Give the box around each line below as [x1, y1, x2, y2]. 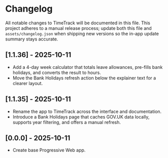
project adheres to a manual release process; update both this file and [5, 25, 152, 31]
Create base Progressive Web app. [12, 147, 86, 153]
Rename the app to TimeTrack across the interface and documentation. [12, 108, 162, 114]
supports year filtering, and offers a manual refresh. [12, 119, 121, 125]
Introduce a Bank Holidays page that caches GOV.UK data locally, [12, 113, 150, 120]
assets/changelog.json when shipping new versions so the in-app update [5, 30, 159, 36]
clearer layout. [12, 80, 43, 86]
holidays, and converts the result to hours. [12, 69, 102, 75]
